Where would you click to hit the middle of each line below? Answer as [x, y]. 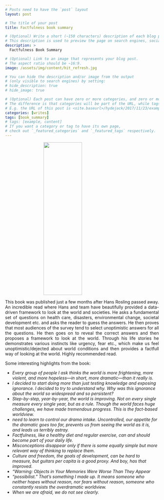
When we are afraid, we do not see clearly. [55, 492]
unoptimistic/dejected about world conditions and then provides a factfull [82, 348]
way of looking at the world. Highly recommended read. [61, 354]
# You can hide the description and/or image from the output [70, 77]
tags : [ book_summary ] [27, 117]
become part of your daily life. [42, 440]
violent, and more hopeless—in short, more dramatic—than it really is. [83, 378]
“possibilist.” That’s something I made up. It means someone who [78, 477]
